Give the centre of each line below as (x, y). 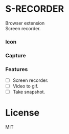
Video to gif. (26, 86)
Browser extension (25, 23)
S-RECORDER (35, 9)
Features (17, 69)
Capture (16, 55)
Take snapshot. (29, 92)
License (22, 113)
